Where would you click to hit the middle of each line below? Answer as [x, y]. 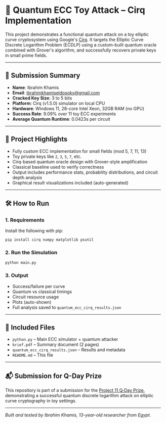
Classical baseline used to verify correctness [58, 167]
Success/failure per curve [39, 286]
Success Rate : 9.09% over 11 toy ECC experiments [64, 114]
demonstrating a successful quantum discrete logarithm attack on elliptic [79, 396]
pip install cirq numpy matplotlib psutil [49, 240]
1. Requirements [25, 220]
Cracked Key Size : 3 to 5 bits [42, 98]
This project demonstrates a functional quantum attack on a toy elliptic [77, 34]
